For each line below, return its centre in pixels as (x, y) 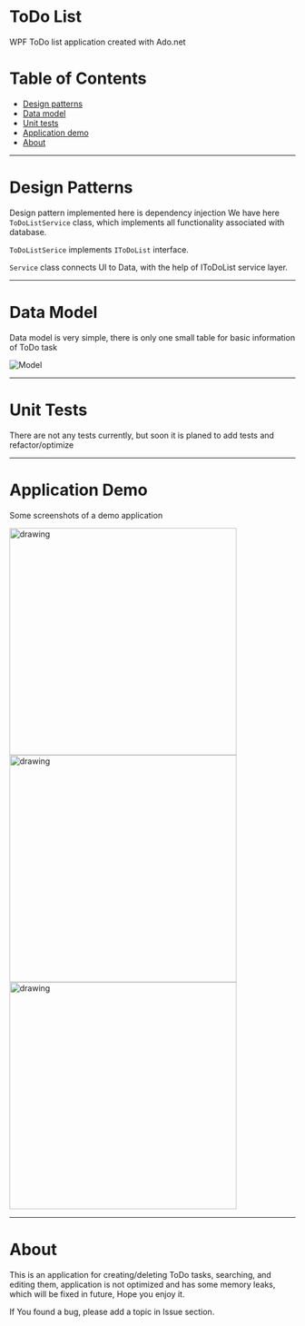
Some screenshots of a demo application (86, 515)
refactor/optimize (42, 445)
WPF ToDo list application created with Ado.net (98, 42)
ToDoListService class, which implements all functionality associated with (147, 222)
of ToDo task (33, 347)
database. (28, 232)
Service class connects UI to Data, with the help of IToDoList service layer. (149, 267)
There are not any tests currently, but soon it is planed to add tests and (142, 435)
